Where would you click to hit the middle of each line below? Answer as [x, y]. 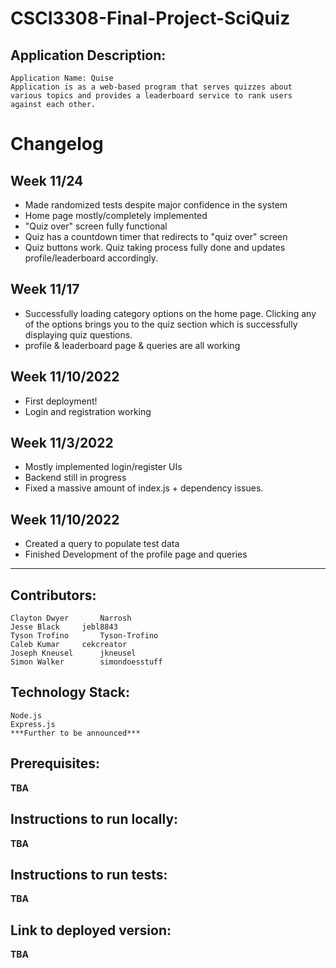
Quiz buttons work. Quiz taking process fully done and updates [155, 247]
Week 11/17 [45, 289]
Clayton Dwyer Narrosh [71, 618]
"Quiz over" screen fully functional [96, 226]
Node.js [26, 715]
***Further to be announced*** [75, 733]
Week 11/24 [47, 180]
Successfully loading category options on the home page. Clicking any [170, 313]
